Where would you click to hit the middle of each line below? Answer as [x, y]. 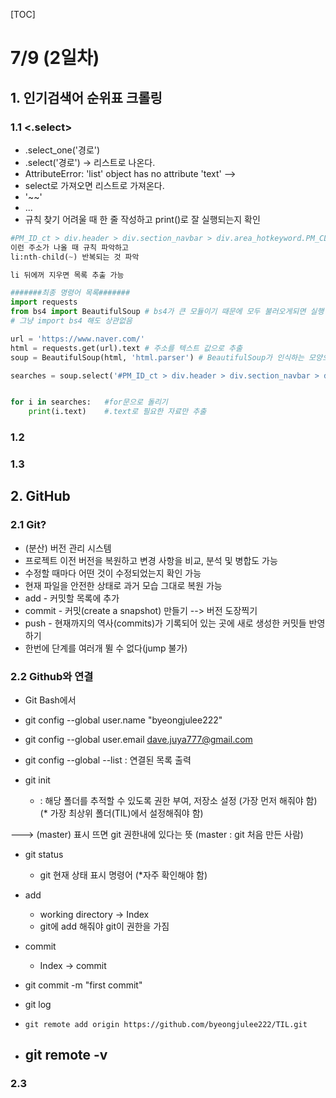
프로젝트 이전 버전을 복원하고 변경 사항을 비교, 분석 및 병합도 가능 [151, 560]
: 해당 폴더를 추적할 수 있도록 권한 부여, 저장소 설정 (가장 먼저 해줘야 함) [178, 800]
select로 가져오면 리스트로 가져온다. [94, 185]
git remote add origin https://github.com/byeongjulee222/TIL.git [166, 1024]
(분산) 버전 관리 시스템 [68, 548]
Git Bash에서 [50, 700]
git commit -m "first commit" [83, 985]
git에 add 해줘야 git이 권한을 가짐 [104, 926]
